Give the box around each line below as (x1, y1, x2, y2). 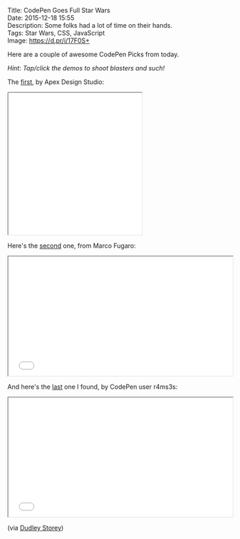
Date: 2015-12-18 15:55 (7, 14, 75, 22)
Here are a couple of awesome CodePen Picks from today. (7, 50, 179, 58)
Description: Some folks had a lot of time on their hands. (7, 21, 173, 29)
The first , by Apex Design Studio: (7, 78, 105, 86)
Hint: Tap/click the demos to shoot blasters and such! (7, 64, 165, 72)
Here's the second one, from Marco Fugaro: (7, 241, 137, 250)
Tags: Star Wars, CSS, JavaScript (7, 28, 105, 37)
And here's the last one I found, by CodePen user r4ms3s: (7, 382, 178, 391)
